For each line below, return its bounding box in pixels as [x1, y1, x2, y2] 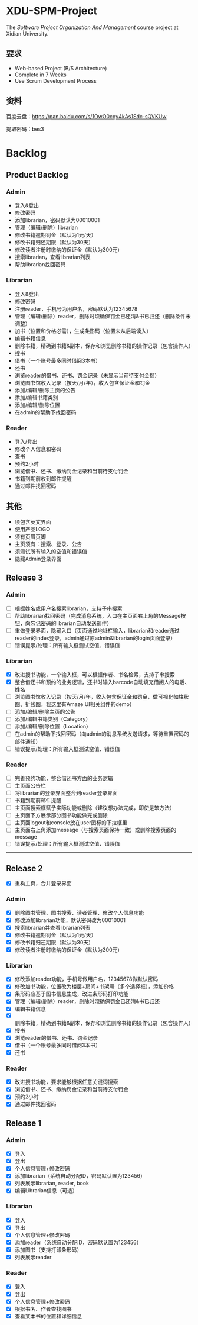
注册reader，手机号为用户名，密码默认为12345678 [14, 305, 138, 312]
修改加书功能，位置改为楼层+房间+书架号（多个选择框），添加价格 [14, 983, 174, 990]
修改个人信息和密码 [14, 446, 62, 453]
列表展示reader [14, 1253, 52, 1261]
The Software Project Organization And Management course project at [6, 24, 179, 31]
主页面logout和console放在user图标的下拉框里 [14, 819, 128, 826]
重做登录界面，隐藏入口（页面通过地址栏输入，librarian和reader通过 [14, 627, 180, 634]
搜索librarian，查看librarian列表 [14, 253, 91, 261]
